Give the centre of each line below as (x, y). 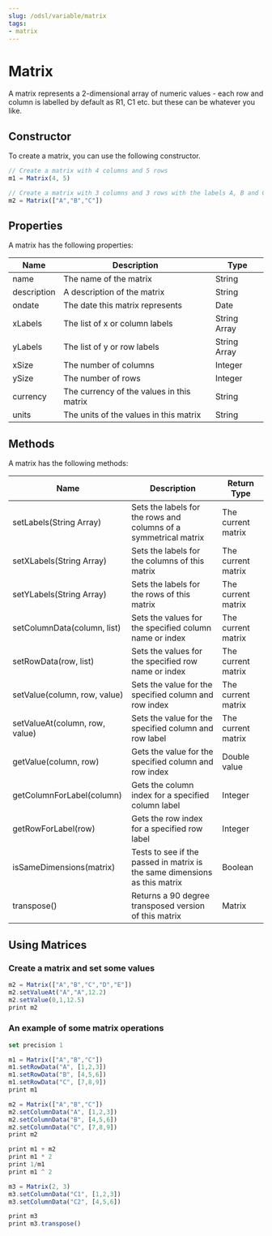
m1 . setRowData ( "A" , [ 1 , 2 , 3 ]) (57, 1067)
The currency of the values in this (127, 392)
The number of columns (109, 365)
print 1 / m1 (27, 1165)
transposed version (168, 906)
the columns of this (168, 561)
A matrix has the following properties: (71, 245)
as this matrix (157, 883)
